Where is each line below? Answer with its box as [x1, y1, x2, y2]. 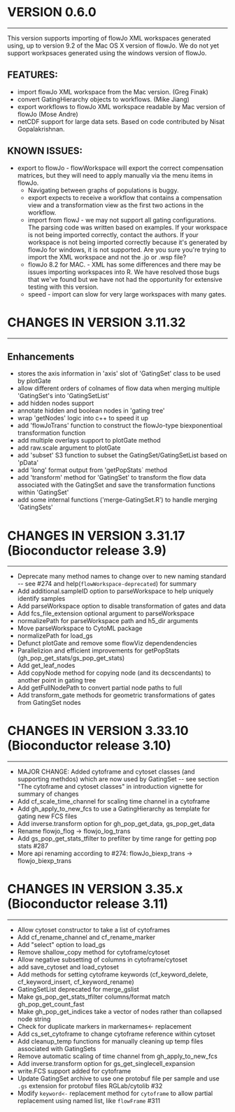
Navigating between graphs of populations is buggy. [27, 186, 179, 194]
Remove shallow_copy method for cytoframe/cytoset [17, 948, 170, 957]
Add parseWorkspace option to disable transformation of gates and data [17, 602, 226, 611]
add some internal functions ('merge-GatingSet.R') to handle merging [17, 496, 218, 504]
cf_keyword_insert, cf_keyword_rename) [17, 978, 134, 986]
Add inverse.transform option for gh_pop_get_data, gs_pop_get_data [17, 820, 215, 828]
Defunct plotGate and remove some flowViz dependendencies [17, 639, 197, 648]
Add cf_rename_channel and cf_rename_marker [17, 933, 156, 941]
